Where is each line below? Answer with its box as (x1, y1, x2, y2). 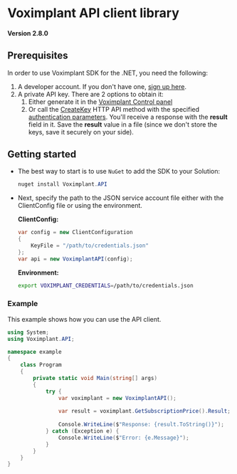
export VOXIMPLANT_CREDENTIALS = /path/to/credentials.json (17, 282, 194, 289)
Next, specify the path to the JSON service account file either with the (17, 194, 224, 202)
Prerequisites (7, 50, 68, 62)
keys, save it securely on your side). (28, 127, 134, 136)
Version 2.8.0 (7, 28, 48, 37)
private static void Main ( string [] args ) (33, 375, 158, 382)
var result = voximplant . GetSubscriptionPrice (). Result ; (58, 408, 231, 415)
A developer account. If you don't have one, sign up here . (17, 82, 187, 90)
